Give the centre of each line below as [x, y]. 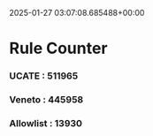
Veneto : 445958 [46, 100]
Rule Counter [58, 49]
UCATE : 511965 [44, 76]
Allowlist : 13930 [46, 123]
